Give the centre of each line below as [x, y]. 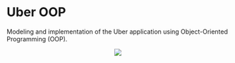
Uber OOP [36, 12]
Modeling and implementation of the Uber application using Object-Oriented [117, 31]
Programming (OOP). [37, 38]
